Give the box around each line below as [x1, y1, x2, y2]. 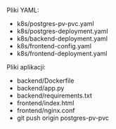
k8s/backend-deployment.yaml [16, 34, 108, 43]
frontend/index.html [16, 99, 75, 107]
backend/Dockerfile [16, 76, 75, 85]
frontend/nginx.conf [16, 107, 75, 114]
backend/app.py [16, 84, 65, 92]
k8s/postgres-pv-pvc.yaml [16, 20, 94, 27]
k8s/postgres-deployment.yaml [16, 27, 108, 35]
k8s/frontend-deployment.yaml [16, 49, 108, 57]
